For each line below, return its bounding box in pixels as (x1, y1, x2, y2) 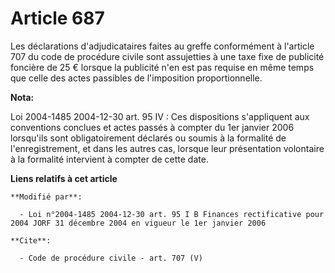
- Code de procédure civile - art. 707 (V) (19, 253, 203, 263)
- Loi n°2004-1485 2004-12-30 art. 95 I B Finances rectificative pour (19, 209, 325, 219)
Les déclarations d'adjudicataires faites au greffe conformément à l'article (10, 40, 315, 52)
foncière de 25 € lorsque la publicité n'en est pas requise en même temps (10, 61, 315, 73)
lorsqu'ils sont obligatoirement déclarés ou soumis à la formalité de (10, 132, 287, 144)
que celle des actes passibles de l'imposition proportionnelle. (10, 72, 263, 84)
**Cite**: (10, 235, 52, 246)
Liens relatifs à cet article (10, 172, 118, 184)
